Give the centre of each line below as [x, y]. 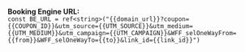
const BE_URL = [33, 19]
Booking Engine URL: [44, 12]
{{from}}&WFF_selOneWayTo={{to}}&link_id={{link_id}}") [104, 40]
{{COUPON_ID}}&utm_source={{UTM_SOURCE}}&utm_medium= [101, 26]
